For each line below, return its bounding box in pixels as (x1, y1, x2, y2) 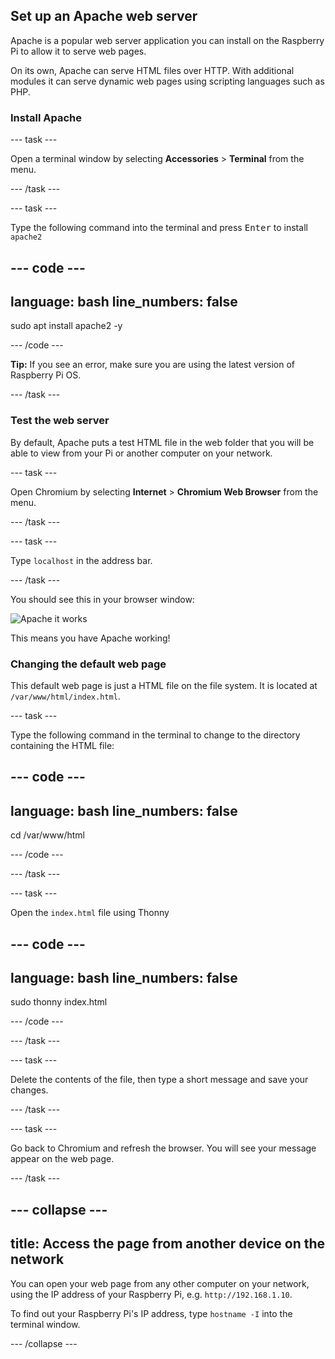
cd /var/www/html (10, 829, 85, 841)
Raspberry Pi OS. (10, 369, 82, 381)
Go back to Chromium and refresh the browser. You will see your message (10, 1142, 317, 1154)
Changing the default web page (10, 657, 167, 671)
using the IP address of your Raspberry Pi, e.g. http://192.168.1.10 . (10, 1288, 293, 1300)
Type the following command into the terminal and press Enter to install (10, 222, 308, 234)
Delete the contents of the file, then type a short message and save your (10, 1074, 309, 1086)
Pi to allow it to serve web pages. (10, 45, 147, 57)
